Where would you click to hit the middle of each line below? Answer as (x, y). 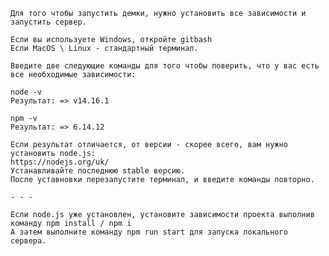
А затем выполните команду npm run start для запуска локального (149, 232)
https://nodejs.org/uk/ (60, 162)
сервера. (28, 241)
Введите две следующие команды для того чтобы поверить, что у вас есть (165, 66)
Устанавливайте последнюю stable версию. (98, 171)
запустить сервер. (48, 22)
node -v (26, 92)
